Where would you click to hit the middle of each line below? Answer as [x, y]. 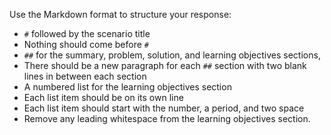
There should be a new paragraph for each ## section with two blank [165, 65]
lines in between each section [85, 76]
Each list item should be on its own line [103, 97]
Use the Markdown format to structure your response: [120, 14]
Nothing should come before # [86, 44]
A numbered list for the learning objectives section [127, 87]
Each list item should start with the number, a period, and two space [164, 108]
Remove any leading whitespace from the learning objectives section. [167, 118]
